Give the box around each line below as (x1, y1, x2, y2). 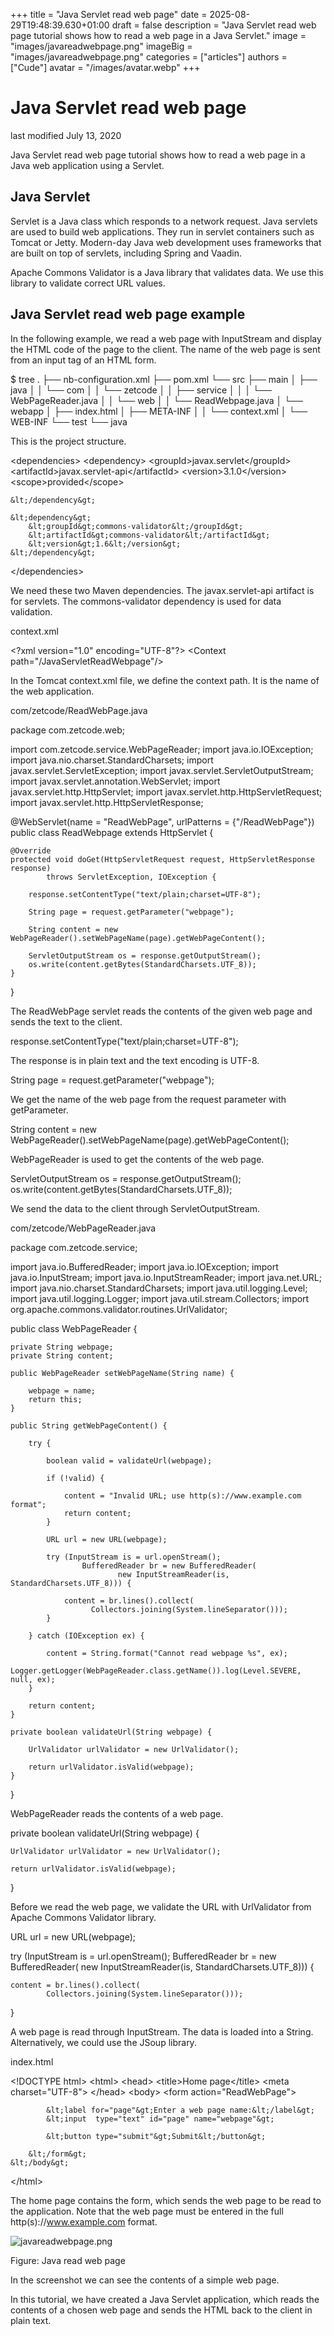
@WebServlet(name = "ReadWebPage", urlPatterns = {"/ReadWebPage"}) (10, 815, 315, 828)
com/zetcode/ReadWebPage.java (10, 704, 148, 716)
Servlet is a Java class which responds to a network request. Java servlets (10, 215, 318, 227)
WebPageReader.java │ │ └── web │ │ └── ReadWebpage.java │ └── (10, 394, 303, 406)
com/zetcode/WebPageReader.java (10, 1222, 157, 1234)
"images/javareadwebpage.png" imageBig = (10, 40, 193, 52)
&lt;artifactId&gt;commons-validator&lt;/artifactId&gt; (28, 530, 271, 540)
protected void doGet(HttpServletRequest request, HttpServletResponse (10, 854, 315, 864)
